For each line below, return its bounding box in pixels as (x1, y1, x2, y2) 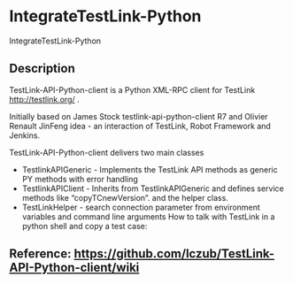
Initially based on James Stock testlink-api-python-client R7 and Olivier (9, 111, 268, 121)
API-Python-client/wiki (9, 260, 140, 275)
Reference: (9, 246, 72, 262)
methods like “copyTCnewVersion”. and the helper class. (21, 192, 228, 203)
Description (9, 61, 75, 76)
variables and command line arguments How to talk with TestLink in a (21, 211, 275, 222)
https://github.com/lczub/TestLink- (73, 246, 275, 262)
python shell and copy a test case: (21, 220, 148, 231)
